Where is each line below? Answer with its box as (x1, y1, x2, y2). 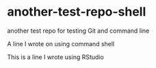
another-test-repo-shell (7, 4, 146, 20)
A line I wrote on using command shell (7, 39, 115, 48)
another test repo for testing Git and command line (7, 27, 150, 35)
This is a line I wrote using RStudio (7, 52, 104, 61)
